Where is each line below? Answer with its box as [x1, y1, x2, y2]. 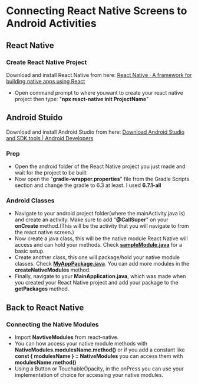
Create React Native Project [6, 58, 87, 66]
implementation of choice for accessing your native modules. [14, 371, 164, 378]
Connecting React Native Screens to [6, 4, 187, 18]
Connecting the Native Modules [6, 320, 99, 328]
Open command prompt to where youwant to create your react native [14, 89, 184, 96]
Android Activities [6, 17, 97, 30]
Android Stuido [6, 112, 63, 122]
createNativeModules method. [14, 266, 91, 273]
